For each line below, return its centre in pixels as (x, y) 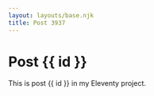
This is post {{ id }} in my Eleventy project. (77, 83)
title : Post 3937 (37, 23)
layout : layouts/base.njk (51, 15)
